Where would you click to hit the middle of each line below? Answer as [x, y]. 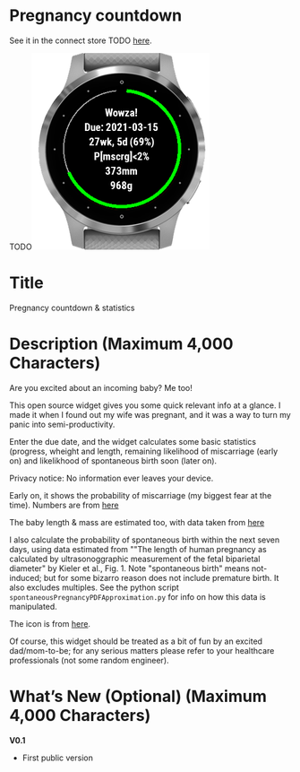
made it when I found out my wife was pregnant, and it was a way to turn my [150, 414]
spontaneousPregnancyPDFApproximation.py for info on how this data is [137, 596]
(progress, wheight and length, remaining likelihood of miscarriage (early [144, 451]
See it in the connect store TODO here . [81, 40]
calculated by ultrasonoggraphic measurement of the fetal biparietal [135, 559]
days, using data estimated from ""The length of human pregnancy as [138, 549]
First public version [58, 758]
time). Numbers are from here [64, 505]
